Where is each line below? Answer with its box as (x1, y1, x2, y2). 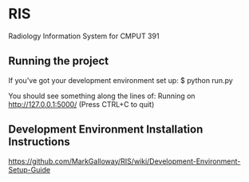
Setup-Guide (8, 164, 50, 174)
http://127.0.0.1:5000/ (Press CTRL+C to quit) (8, 99, 155, 109)
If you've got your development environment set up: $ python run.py (8, 75, 233, 85)
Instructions (8, 135, 70, 148)
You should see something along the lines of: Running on (8, 91, 196, 101)
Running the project (8, 54, 109, 68)
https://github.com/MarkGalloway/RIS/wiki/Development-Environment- (8, 156, 241, 166)
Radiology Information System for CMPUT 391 (8, 31, 160, 41)
